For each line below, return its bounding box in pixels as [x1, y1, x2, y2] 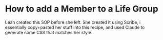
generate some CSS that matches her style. [5, 29, 93, 35]
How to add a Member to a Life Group [5, 3, 159, 14]
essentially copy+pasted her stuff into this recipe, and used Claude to [5, 24, 145, 30]
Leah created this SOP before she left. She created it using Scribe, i [5, 19, 141, 25]
